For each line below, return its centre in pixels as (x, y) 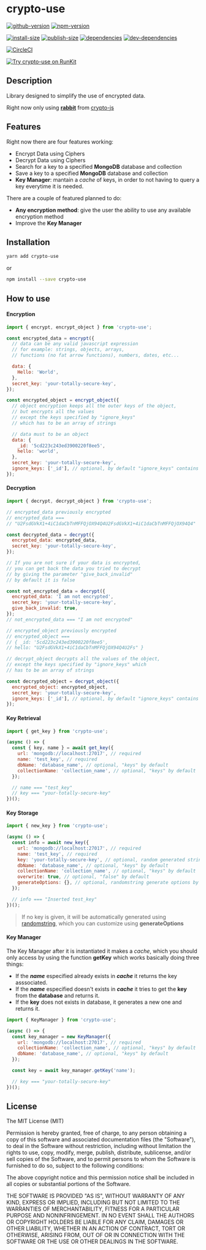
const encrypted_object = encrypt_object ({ (63, 400)
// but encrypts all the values (53, 412)
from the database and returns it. (57, 995)
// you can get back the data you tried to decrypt (74, 569)
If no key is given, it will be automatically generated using (94, 917)
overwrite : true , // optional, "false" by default (83, 877)
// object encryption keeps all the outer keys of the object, (94, 406)
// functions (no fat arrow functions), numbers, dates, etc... (96, 355)
